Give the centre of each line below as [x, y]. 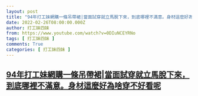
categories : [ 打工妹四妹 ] [38, 50]
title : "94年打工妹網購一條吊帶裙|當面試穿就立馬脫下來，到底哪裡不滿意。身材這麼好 [97, 17]
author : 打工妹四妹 [28, 28]
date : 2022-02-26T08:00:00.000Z [46, 22]
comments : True [25, 44]
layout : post [22, 11]
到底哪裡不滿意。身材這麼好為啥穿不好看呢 [83, 86]
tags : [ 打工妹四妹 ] [30, 39]
